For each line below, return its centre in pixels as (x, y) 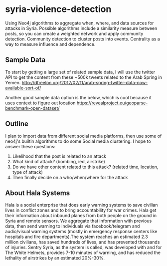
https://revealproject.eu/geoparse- (112, 103)
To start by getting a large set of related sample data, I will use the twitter (80, 72)
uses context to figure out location (40, 103)
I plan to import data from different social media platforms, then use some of (83, 136)
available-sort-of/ (23, 88)
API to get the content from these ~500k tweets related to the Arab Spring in (84, 77)
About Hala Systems (38, 193)
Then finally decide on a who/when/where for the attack (70, 177)
